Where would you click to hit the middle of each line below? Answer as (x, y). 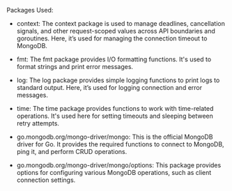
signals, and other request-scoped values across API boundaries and (116, 31)
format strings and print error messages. (75, 67)
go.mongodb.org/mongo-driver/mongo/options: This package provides (119, 165)
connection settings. (46, 180)
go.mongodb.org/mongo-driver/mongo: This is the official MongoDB (115, 137)
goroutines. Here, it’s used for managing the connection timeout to (112, 38)
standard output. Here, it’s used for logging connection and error (109, 87)
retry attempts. (38, 123)
